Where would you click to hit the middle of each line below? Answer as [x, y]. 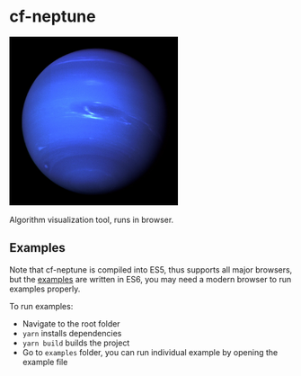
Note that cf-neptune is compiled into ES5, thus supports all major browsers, [151, 269]
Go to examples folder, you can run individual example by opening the [150, 352]
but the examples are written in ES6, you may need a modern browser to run [150, 279]
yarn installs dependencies [72, 333]
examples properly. [45, 289]
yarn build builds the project [76, 343]
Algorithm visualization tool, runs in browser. [92, 219]
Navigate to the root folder [71, 323]
